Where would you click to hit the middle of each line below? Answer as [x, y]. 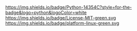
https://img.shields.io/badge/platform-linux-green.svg [62, 23]
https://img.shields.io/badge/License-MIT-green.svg [61, 18]
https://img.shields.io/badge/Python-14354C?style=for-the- [69, 7]
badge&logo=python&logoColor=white [46, 12]
